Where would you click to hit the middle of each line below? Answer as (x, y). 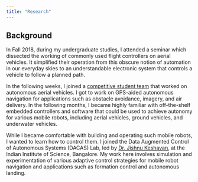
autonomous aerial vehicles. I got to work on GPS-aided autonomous (90, 93)
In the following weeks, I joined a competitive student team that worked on (97, 86)
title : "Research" (29, 12)
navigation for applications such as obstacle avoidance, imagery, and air (94, 99)
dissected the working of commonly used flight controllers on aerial (88, 56)
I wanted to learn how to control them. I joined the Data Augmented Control (98, 142)
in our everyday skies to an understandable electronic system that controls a (99, 69)
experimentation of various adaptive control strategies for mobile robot (92, 161)
